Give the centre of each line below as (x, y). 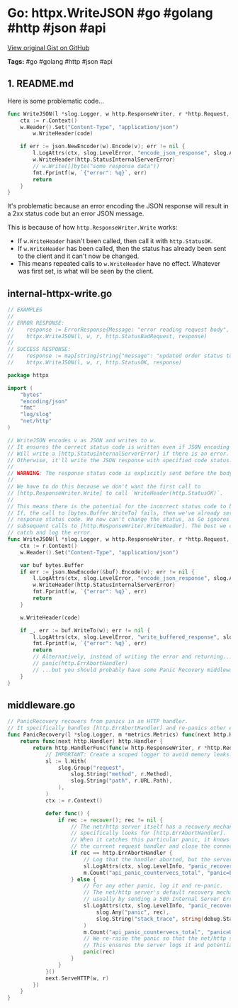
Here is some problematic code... (56, 101)
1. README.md (41, 84)
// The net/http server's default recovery (148, 892)
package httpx (28, 375)
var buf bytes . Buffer (52, 565)
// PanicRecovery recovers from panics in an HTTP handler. (98, 722)
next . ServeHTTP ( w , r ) (77, 978)
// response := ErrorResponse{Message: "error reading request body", (119, 330)
